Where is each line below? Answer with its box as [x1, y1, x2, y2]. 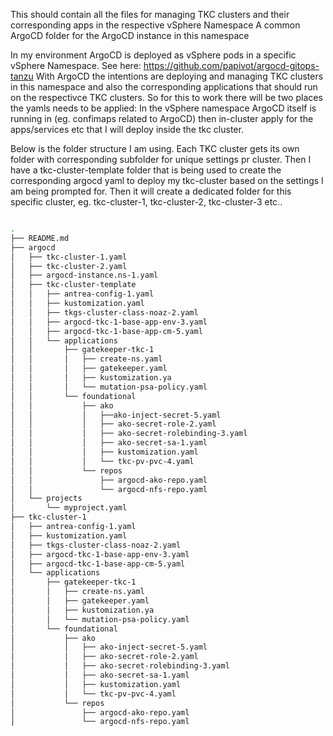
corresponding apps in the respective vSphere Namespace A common [10, 19, 301, 31]
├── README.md [10, 233, 70, 243]
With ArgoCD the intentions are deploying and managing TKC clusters [35, 70, 324, 82]
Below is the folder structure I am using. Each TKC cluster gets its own [10, 143, 300, 154]
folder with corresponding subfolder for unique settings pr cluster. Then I [10, 154, 312, 165]
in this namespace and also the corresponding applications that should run [10, 81, 318, 93]
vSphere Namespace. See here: [10, 60, 142, 71]
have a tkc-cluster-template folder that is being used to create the [10, 164, 282, 176]
